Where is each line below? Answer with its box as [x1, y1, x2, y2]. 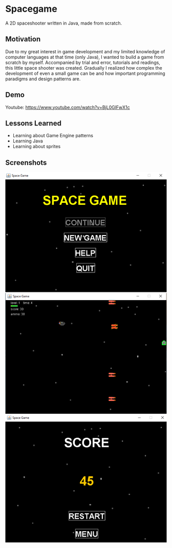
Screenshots [5, 158, 47, 167]
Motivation [5, 35, 41, 44]
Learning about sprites [12, 143, 61, 150]
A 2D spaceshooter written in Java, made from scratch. [5, 20, 122, 26]
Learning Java [12, 138, 44, 144]
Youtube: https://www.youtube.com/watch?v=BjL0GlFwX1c [5, 104, 131, 110]
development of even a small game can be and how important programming [5, 70, 165, 76]
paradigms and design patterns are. [5, 75, 81, 82]
